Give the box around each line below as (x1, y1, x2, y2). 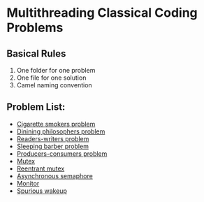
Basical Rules (6, 48, 66, 59)
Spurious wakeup (16, 187, 68, 195)
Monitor (16, 179, 40, 187)
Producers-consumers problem (16, 149, 108, 158)
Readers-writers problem (16, 134, 89, 143)
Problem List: (6, 101, 66, 113)
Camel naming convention (16, 81, 92, 89)
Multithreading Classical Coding (6, 5, 198, 21)
